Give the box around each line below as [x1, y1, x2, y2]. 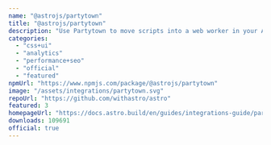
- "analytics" [15, 49, 63, 57]
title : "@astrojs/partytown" [8, 19, 106, 27]
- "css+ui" [15, 42, 52, 50]
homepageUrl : [8, 110, 52, 118]
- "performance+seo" [15, 57, 85, 65]
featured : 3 [8, 101, 48, 110]
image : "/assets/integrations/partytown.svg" [8, 86, 164, 95]
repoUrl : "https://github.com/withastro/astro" [8, 94, 172, 102]
